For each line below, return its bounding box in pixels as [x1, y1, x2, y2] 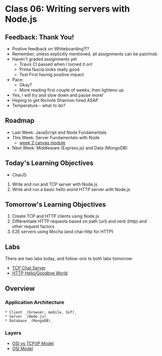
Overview [5, 284, 35, 292]
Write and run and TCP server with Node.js [12, 181, 98, 187]
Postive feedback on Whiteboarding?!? [12, 46, 89, 51]
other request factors [12, 224, 55, 229]
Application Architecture [5, 299, 64, 306]
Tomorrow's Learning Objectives [5, 200, 106, 209]
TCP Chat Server [12, 265, 46, 271]
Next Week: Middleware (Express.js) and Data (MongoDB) [12, 145, 128, 151]
